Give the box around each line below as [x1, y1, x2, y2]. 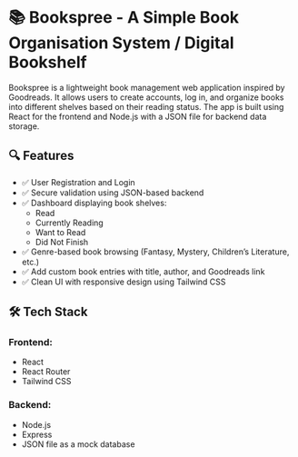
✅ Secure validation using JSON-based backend [21, 187, 204, 198]
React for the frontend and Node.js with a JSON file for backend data [8, 111, 267, 122]
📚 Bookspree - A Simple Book [8, 7, 240, 28]
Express [21, 429, 53, 440]
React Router [21, 366, 71, 377]
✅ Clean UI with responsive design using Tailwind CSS [21, 276, 226, 287]
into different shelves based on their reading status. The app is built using [8, 101, 284, 112]
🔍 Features [8, 148, 74, 164]
